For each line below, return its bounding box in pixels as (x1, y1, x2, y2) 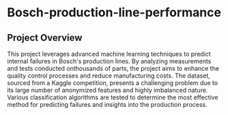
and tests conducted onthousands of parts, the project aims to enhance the (7, 65, 220, 72)
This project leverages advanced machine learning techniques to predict (7, 50, 212, 58)
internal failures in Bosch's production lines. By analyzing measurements (7, 57, 212, 65)
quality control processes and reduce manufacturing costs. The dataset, (7, 71, 210, 80)
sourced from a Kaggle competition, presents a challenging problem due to (7, 79, 218, 86)
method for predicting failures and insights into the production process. (7, 101, 208, 108)
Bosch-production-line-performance (7, 5, 222, 20)
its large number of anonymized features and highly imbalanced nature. (7, 86, 208, 94)
